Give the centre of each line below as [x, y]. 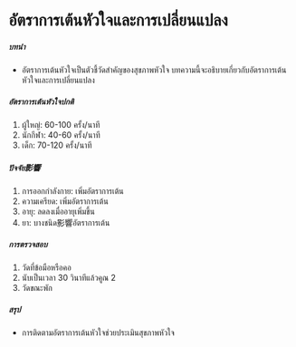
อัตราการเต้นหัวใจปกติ [41, 101]
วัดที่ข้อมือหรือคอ [46, 267]
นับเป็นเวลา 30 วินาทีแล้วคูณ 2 [69, 278]
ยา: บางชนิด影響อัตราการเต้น [66, 223]
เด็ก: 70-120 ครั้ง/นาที [57, 145]
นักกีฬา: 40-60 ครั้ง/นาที [61, 135]
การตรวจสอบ [28, 244]
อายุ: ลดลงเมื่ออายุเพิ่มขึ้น [58, 212]
